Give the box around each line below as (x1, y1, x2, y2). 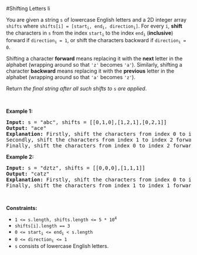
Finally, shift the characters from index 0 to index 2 (6, 143, 170, 149)
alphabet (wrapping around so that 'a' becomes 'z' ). (6, 74, 136, 81)
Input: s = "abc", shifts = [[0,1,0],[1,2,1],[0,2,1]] (6, 119, 167, 126)
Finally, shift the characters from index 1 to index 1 (6, 182, 170, 189)
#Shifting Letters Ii (6, 5, 50, 12)
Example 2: (6, 153, 34, 160)
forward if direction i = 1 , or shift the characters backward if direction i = (6, 36, 186, 44)
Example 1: (6, 108, 33, 115)
